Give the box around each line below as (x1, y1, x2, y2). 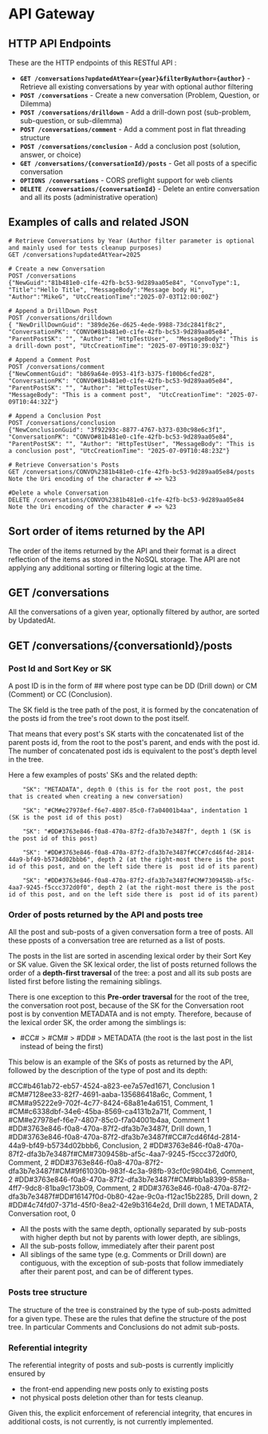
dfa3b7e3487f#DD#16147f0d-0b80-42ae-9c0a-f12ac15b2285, (8, 1192, 215, 1201)
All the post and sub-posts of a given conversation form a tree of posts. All (8, 927, 254, 937)
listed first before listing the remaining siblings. (8, 977, 162, 987)
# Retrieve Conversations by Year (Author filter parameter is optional (8, 237, 255, 245)
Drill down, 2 (216, 1192, 258, 1201)
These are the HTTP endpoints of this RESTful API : (8, 58, 177, 67)
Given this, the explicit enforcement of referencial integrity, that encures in (8, 1408, 253, 1418)
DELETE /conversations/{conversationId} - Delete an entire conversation (19, 184, 260, 193)
